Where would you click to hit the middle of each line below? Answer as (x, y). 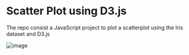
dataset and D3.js (28, 33)
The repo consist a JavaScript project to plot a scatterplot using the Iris (95, 27)
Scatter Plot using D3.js (66, 11)
